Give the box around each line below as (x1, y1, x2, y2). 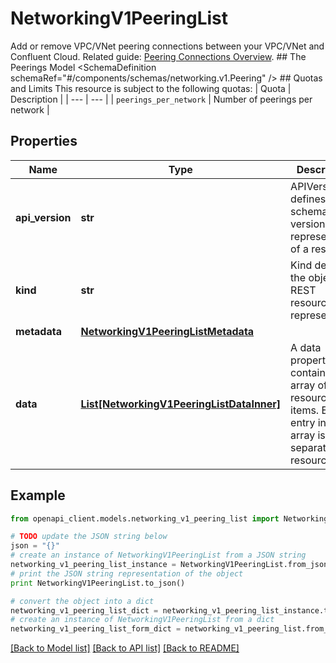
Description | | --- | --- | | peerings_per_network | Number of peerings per (10, 93, 313, 105)
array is (290, 428, 326, 442)
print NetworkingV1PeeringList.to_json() (10, 578, 186, 588)
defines (290, 192, 327, 206)
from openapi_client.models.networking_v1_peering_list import (10, 513, 280, 524)
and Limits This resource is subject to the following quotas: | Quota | (10, 82, 292, 94)
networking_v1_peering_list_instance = (10, 560, 177, 570)
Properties (10, 133, 78, 150)
